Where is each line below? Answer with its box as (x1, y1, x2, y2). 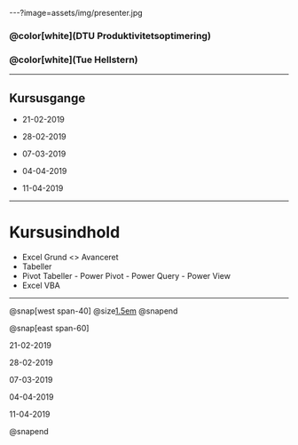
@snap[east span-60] (9, 322, 90, 333)
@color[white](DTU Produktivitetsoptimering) (9, 29, 211, 42)
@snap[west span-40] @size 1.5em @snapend (9, 306, 178, 316)
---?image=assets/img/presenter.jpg (9, 8, 144, 18)
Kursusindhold (9, 222, 121, 242)
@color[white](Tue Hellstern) (9, 53, 139, 66)
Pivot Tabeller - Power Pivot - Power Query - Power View (21, 270, 231, 281)
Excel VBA (21, 280, 60, 290)
